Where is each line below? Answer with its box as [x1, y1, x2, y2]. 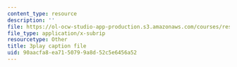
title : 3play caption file [7, 43, 87, 50]
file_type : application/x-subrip [7, 29, 106, 37]
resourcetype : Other [7, 36, 68, 43]
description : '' [7, 17, 55, 24]
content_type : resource [7, 10, 78, 17]
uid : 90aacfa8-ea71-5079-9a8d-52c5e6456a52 [7, 50, 138, 57]
